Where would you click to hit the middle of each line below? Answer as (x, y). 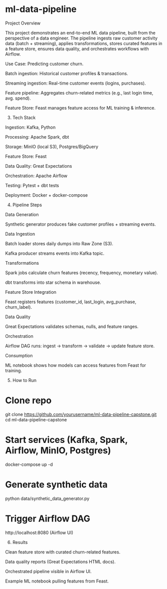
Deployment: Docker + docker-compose (47, 195)
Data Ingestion (20, 234)
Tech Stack (24, 117)
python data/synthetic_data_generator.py (47, 498)
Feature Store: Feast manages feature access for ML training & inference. (81, 108)
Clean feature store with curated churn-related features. (63, 552)
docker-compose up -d (29, 464)
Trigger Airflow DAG (48, 518)
